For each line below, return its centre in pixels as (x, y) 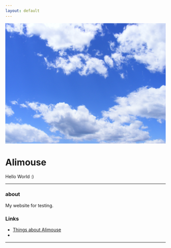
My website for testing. (30, 205)
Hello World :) (20, 176)
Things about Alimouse (37, 230)
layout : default (22, 11)
